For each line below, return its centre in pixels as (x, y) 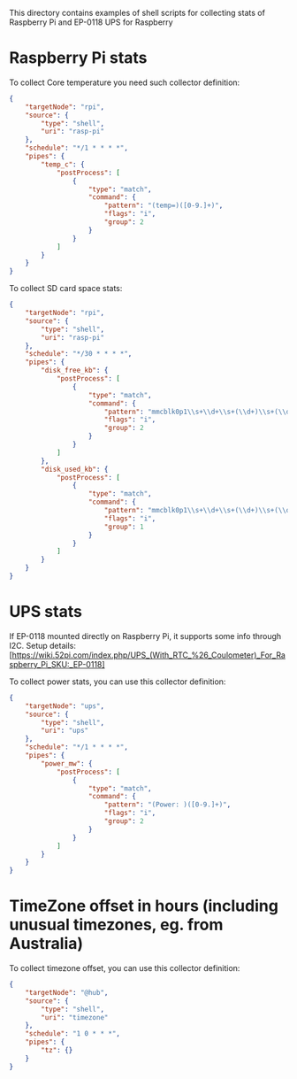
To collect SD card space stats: (66, 289)
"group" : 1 (124, 527)
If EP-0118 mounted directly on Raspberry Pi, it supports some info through (145, 636)
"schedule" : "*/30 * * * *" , (79, 354)
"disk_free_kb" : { (75, 371)
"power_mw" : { (67, 763)
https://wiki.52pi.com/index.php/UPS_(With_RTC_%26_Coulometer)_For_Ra (148, 655)
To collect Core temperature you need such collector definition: (125, 82)
